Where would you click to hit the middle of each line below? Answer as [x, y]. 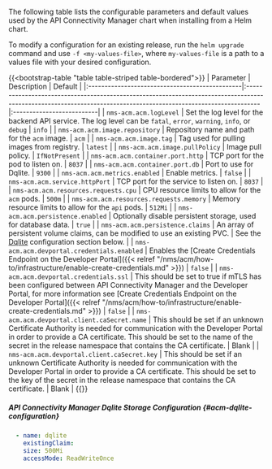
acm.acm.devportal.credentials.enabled [76, 251]
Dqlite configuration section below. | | [71, 242]
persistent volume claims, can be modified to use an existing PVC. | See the [135, 233]
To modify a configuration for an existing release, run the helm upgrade [126, 45]
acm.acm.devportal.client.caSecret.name [78, 320]
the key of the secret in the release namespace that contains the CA [122, 380]
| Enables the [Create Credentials [200, 250]
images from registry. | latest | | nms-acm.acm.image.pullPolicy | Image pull [135, 147]
